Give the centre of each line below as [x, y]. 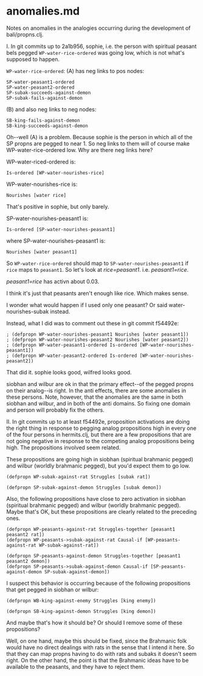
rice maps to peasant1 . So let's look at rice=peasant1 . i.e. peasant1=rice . [98, 269]
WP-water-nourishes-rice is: [42, 184]
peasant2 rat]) [26, 534]
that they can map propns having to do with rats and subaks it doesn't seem [101, 654]
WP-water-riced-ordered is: [41, 162]
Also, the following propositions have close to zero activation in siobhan [96, 498]
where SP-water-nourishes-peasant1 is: [56, 241]
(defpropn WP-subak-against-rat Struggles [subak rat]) [78, 477]
